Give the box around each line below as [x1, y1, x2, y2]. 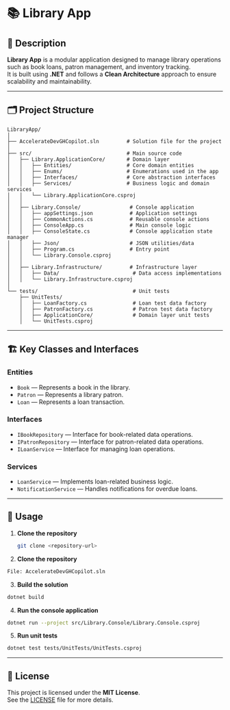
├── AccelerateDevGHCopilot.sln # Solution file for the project [7, 138, 222, 144]
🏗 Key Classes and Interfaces [7, 344, 139, 355]
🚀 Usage [7, 511, 43, 522]
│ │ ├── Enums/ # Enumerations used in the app [7, 168, 219, 175]
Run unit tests [16, 631, 58, 640]
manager [7, 233, 29, 240]
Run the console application [16, 606, 99, 614]
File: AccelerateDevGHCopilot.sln [7, 568, 106, 575]
